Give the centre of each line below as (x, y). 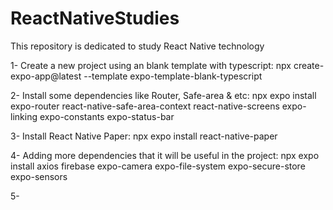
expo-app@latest (46, 76)
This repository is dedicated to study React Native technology (137, 46)
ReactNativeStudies (95, 18)
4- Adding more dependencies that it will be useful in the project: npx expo (165, 155)
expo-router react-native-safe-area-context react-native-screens (145, 106)
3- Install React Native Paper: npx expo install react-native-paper (144, 136)
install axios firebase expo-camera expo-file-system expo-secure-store (158, 166)
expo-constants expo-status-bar (107, 116)
